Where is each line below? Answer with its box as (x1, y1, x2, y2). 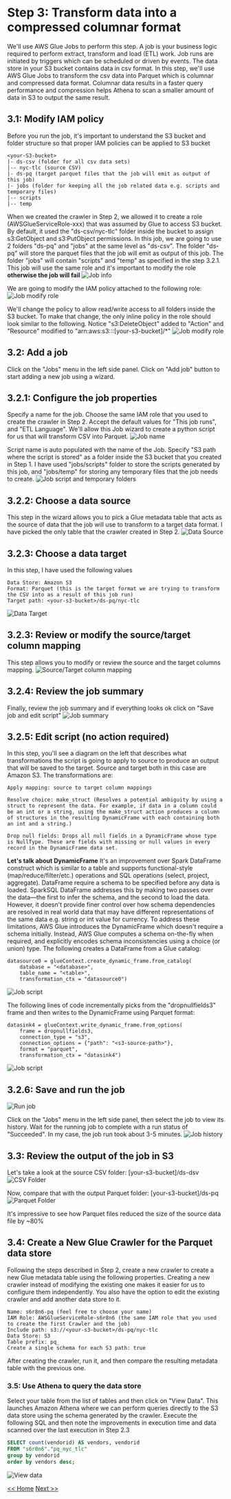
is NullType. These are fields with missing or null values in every (7, 839, 211, 845)
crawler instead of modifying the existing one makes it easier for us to (7, 1280, 205, 1288)
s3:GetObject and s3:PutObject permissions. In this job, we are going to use (7, 234, 222, 242)
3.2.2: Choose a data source (7, 495, 131, 506)
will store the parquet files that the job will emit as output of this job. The (19, 249, 224, 257)
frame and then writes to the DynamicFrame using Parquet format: (7, 1009, 195, 1017)
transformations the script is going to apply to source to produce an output (7, 757, 219, 765)
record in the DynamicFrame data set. (7, 845, 118, 852)
